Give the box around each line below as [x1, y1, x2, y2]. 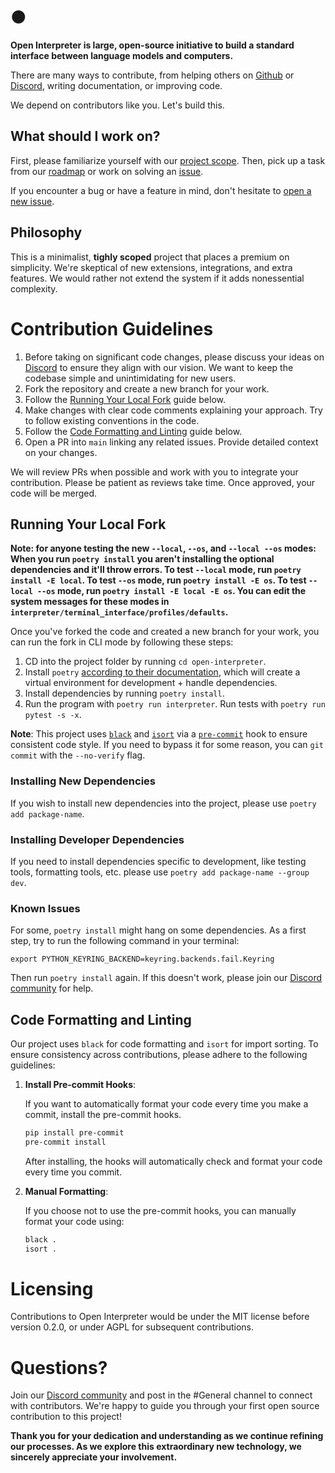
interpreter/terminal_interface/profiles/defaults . [10, 606, 229, 618]
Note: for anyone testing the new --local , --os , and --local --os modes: [10, 542, 317, 555]
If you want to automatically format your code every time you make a [24, 1098, 309, 1110]
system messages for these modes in [10, 596, 170, 608]
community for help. [10, 982, 94, 995]
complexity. [10, 282, 58, 295]
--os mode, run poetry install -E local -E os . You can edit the [36, 585, 307, 597]
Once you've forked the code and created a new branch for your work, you [10, 626, 320, 638]
